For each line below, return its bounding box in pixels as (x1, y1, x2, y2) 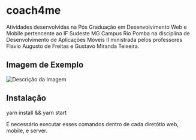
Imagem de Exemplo (6, 60, 84, 70)
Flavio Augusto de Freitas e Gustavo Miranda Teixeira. (6, 42, 140, 50)
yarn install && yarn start (6, 109, 67, 116)
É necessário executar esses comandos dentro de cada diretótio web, (6, 120, 179, 127)
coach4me (6, 4, 61, 17)
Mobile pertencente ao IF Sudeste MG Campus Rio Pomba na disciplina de (6, 29, 190, 36)
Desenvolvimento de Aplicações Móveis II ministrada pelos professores (6, 36, 183, 43)
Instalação (6, 93, 47, 104)
